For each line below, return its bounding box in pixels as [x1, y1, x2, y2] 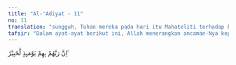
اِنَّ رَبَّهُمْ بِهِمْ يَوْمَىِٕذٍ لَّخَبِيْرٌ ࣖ [8, 49, 69, 57]
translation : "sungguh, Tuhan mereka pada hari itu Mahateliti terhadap [8, 23, 225, 30]
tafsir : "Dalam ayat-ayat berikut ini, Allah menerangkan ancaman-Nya [8, 29, 218, 37]
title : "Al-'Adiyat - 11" [8, 10, 83, 17]
